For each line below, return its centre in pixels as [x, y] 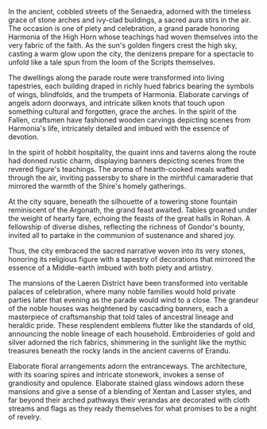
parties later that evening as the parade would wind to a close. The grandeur [133, 300]
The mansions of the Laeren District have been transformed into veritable [128, 283]
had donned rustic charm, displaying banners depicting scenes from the [126, 161]
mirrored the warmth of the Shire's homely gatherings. [97, 186]
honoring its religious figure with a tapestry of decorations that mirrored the [132, 259]
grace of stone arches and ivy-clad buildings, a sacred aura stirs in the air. [130, 20]
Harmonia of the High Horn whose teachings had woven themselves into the [133, 37]
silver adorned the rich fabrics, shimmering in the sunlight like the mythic [128, 342]
